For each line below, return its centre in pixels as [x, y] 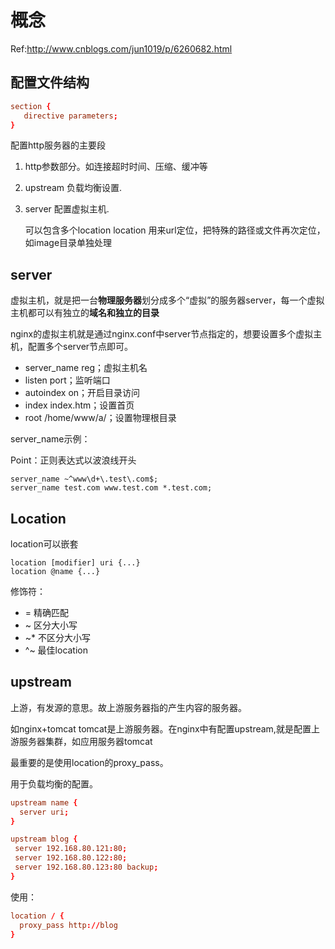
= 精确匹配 [46, 612]
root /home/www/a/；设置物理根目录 [100, 418]
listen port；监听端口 [67, 380]
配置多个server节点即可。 [80, 347]
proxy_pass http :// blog [68, 925]
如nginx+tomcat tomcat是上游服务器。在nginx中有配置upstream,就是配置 [161, 728]
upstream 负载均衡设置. [73, 188]
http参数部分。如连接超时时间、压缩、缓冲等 [116, 167]
